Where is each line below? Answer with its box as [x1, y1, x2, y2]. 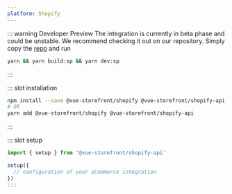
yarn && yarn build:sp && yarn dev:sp [7, 57, 119, 65]
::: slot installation [7, 83, 58, 92]
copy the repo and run [7, 44, 72, 52]
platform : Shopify [7, 10, 60, 17]
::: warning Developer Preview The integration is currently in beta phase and [7, 29, 225, 38]
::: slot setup [7, 136, 43, 145]
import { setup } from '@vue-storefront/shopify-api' [7, 149, 167, 156]
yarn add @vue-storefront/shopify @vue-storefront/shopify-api [7, 110, 194, 117]
